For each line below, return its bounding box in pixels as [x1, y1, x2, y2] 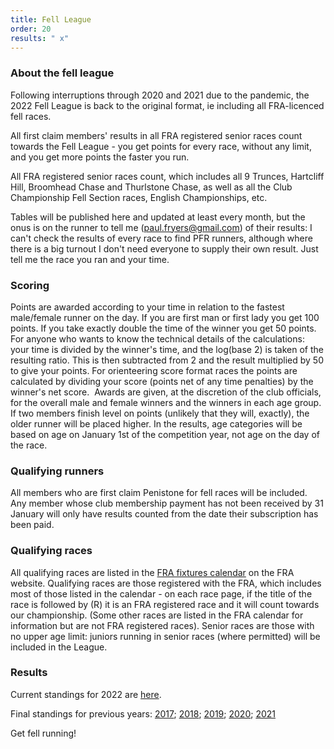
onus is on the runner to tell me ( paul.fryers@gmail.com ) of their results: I [10, 221, 313, 233]
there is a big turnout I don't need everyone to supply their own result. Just [10, 242, 319, 255]
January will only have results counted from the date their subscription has [10, 508, 319, 520]
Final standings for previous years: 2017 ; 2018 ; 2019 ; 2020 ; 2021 [10, 707, 276, 720]
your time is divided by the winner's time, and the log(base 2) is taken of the [10, 343, 324, 355]
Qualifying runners [10, 464, 105, 478]
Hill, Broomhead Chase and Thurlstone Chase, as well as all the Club [10, 181, 293, 193]
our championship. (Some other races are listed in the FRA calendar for [10, 609, 304, 621]
